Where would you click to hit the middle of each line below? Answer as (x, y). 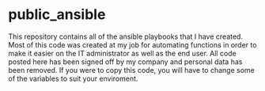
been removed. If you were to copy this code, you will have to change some (132, 70)
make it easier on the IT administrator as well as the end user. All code (123, 53)
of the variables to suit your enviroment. (73, 78)
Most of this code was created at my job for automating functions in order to (132, 44)
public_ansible (57, 15)
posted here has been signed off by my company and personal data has (125, 62)
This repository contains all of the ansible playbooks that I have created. (126, 36)
